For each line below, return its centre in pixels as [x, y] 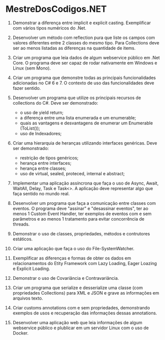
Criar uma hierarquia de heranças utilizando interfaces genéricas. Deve [85, 143]
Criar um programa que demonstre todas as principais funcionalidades [84, 77]
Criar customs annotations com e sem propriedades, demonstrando [81, 307]
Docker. [21, 333]
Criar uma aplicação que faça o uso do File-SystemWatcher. [73, 248]
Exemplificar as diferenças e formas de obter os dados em [72, 258]
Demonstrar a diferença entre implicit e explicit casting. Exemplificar [82, 23]
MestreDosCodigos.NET [56, 9]
